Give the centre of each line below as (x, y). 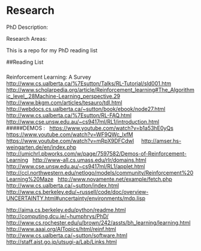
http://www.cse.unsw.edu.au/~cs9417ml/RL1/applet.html (76, 166)
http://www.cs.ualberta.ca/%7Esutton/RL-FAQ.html (69, 115)
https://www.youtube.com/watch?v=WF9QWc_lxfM (70, 135)
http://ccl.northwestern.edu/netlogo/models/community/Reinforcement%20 (100, 173)
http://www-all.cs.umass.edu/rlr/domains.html (89, 160)
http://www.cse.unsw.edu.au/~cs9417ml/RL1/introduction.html (83, 122)
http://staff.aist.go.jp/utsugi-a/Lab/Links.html (61, 242)
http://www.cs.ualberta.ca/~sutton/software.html (67, 235)
